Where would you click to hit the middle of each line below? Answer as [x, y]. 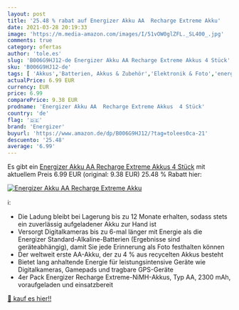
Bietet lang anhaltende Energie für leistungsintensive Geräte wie [112, 262]
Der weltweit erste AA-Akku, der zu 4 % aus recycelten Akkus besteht [121, 254]
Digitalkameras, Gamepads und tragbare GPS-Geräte [96, 270]
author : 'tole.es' [34, 54]
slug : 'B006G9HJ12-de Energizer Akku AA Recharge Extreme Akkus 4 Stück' [119, 61]
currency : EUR [28, 87]
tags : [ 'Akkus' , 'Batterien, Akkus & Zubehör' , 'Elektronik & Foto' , [111, 73]
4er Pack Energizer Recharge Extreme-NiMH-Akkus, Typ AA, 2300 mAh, [124, 277]
